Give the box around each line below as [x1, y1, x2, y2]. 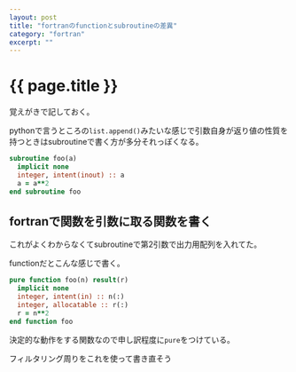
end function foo [9, 317, 74, 326]
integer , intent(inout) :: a [17, 170, 125, 179]
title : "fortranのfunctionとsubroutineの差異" [9, 21, 177, 30]
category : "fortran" [9, 29, 86, 38]
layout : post [9, 12, 58, 22]
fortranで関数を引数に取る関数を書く [9, 214, 212, 229]
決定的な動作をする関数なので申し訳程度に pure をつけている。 [9, 334, 235, 344]
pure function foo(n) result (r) [9, 276, 129, 285]
